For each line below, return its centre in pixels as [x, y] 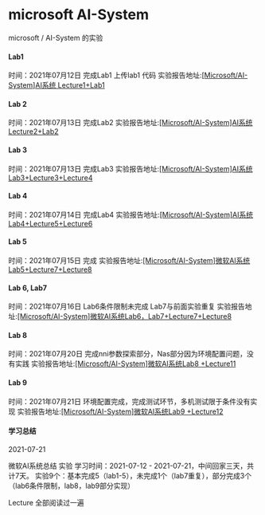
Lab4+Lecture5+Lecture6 [51, 223]
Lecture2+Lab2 [33, 132]
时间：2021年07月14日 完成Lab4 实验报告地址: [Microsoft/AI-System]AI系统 [131, 214]
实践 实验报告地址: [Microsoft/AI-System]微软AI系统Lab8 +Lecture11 [125, 364]
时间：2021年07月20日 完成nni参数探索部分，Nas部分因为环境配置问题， [128, 354]
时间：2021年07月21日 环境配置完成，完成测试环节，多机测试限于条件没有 [129, 401]
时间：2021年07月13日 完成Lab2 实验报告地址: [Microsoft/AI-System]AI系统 [131, 123]
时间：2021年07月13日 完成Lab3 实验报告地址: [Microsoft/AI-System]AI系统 [131, 168]
